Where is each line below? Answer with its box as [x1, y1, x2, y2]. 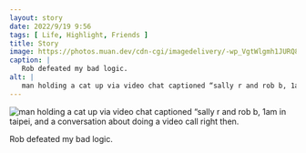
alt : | [9, 73, 35, 82]
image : [9, 47, 35, 56]
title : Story [9, 38, 59, 48]
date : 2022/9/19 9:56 [9, 22, 92, 31]
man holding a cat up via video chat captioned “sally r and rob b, [21, 81, 287, 90]
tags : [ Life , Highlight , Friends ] [9, 30, 148, 39]
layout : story [9, 13, 64, 23]
